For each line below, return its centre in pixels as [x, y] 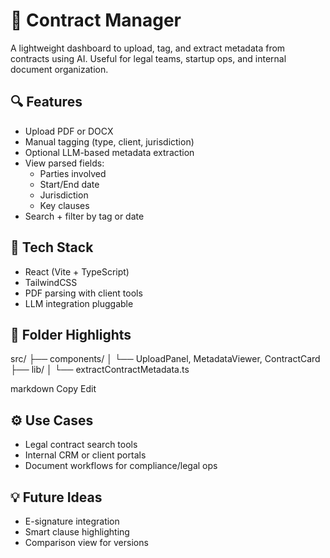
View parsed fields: [64, 163]
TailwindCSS [51, 282]
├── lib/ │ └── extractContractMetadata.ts [100, 370]
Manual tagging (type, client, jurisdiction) [109, 141]
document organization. [59, 69]
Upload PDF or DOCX [69, 131]
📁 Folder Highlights [71, 334]
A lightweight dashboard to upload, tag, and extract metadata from [148, 48]
